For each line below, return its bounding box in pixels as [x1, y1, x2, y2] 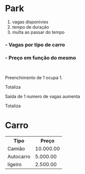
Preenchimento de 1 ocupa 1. [5, 75, 63, 80]
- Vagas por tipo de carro [5, 41, 65, 48]
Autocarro [7, 153, 31, 160]
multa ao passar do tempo [12, 29, 65, 35]
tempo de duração [12, 24, 50, 30]
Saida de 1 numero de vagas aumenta [5, 94, 80, 99]
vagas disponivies [12, 19, 49, 25]
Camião [7, 145, 25, 152]
